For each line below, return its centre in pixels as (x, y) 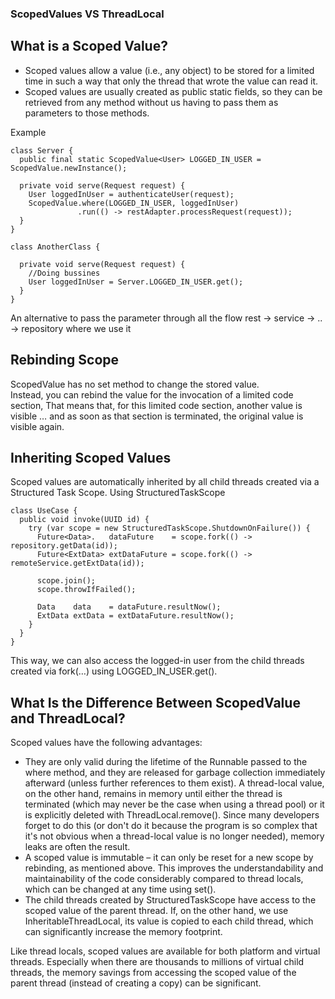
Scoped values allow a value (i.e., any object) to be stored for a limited (169, 70)
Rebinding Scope (65, 360)
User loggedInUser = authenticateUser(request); (131, 194)
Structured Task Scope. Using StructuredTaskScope (118, 493)
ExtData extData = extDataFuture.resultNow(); (135, 616)
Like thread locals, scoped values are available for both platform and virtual (165, 951)
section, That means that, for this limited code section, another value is (156, 405)
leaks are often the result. (77, 847)
